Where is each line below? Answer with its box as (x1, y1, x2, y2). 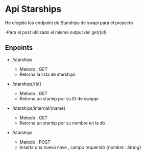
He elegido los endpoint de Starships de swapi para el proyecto (5, 20, 133, 26)
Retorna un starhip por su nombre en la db (19, 120, 105, 126)
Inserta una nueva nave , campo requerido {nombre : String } (19, 144, 141, 150)
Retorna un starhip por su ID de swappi (19, 95, 99, 101)
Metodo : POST (19, 139, 50, 145)
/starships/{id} (12, 81, 42, 87)
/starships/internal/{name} (12, 105, 66, 111)
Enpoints (5, 43, 33, 52)
